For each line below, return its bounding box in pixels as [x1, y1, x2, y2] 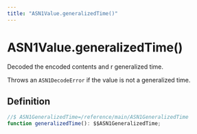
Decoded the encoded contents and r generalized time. [7, 63, 163, 71]
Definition [7, 96, 50, 107]
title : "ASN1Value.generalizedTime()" [7, 10, 118, 17]
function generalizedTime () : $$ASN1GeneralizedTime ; [7, 120, 161, 127]
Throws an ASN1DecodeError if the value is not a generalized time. [7, 76, 191, 84]
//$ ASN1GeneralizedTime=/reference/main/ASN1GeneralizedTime [7, 114, 189, 121]
